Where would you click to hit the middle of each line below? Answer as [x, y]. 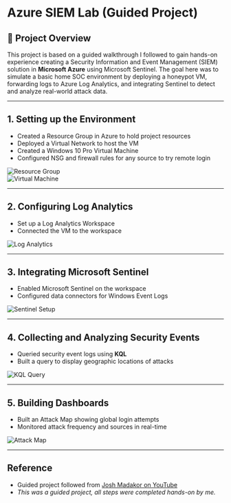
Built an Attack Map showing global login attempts [88, 420]
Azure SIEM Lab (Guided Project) [102, 13]
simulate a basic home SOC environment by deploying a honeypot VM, [107, 76]
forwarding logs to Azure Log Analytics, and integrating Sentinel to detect [111, 84]
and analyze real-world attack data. [57, 91]
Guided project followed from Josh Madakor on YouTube [97, 484]
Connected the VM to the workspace [69, 230]
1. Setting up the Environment [71, 120]
